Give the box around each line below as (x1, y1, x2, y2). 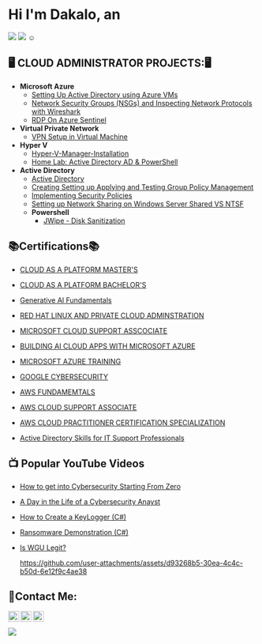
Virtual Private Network (19, 123, 99, 133)
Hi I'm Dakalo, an (8, 6, 121, 24)
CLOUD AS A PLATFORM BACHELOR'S (19, 280, 147, 289)
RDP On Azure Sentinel (31, 115, 107, 124)
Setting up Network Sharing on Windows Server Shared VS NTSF (31, 199, 245, 209)
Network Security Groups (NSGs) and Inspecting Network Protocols (31, 98, 253, 107)
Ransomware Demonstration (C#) (19, 528, 129, 537)
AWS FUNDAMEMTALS (19, 387, 96, 397)
